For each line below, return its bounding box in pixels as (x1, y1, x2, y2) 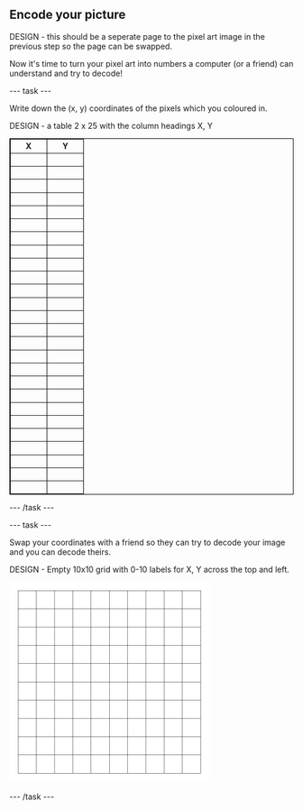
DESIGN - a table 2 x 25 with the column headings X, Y (9, 120, 214, 131)
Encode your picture (9, 7, 126, 23)
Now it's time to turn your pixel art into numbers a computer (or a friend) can (9, 58, 294, 69)
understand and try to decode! (9, 68, 124, 78)
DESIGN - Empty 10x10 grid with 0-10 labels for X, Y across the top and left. (9, 564, 290, 575)
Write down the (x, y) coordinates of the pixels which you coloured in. (9, 103, 268, 114)
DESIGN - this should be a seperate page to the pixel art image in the (9, 31, 266, 41)
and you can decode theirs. (9, 547, 111, 557)
